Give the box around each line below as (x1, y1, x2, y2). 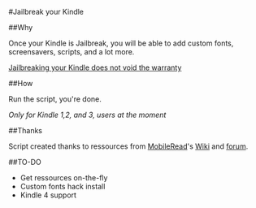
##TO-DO (8, 158, 42, 167)
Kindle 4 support (20, 190, 77, 200)
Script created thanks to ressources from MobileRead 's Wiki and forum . (8, 141, 249, 151)
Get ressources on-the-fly (20, 173, 108, 182)
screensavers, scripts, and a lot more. (8, 47, 135, 56)
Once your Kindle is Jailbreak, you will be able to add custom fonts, (8, 38, 234, 48)
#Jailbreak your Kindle (8, 7, 84, 16)
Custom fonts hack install (20, 182, 106, 191)
